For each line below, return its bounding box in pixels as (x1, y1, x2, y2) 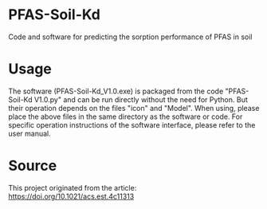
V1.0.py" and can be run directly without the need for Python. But (33, 94, 249, 104)
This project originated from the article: (8, 183, 137, 192)
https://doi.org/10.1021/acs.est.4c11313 (8, 191, 135, 201)
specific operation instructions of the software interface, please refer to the (8, 120, 256, 129)
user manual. (8, 128, 51, 138)
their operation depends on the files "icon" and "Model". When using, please (8, 103, 260, 112)
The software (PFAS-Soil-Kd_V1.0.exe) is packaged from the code (8, 86, 224, 96)
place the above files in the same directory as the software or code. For (8, 112, 243, 121)
